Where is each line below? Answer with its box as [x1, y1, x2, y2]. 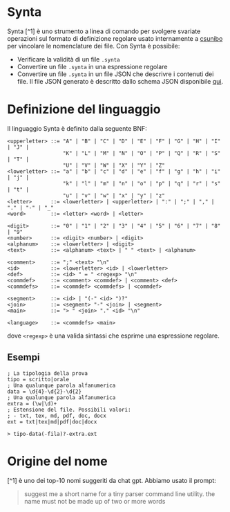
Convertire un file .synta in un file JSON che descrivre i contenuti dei [17, 70, 214, 78]
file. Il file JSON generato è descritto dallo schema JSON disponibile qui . [17, 77, 224, 85]
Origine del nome [7, 453, 108, 469]
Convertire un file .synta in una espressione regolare [17, 62, 168, 71]
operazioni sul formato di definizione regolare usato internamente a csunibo [7, 34, 223, 42]
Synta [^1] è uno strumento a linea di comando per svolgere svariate [7, 27, 201, 35]
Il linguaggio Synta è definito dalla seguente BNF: [7, 124, 147, 132]
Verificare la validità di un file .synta [17, 55, 120, 63]
